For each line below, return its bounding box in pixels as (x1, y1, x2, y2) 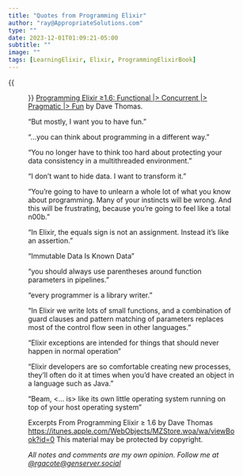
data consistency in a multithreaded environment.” (28, 155, 192, 165)
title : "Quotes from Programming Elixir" (8, 11, 147, 20)
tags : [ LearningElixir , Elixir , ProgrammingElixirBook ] (8, 56, 196, 64)
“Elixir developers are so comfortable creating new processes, (28, 362, 231, 371)
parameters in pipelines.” (28, 274, 109, 284)
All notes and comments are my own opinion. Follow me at (28, 450, 219, 459)
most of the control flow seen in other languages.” (28, 322, 192, 332)
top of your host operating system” (28, 402, 142, 412)
